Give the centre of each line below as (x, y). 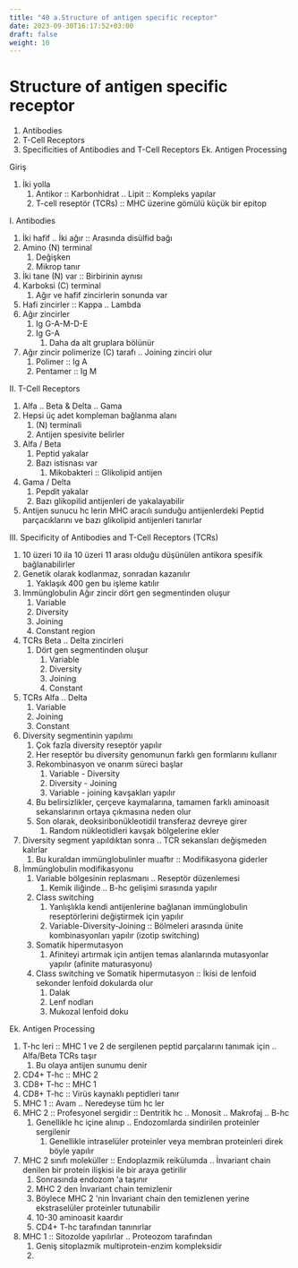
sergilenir (53, 1132)
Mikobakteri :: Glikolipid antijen (106, 473)
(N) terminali (59, 425)
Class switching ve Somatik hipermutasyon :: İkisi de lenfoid (146, 973)
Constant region (65, 631)
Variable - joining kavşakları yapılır (112, 792)
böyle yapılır (72, 1151)
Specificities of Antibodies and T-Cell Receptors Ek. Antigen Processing (154, 150)
